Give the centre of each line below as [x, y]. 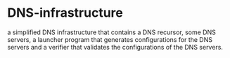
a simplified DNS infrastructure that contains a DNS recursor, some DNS [111, 32]
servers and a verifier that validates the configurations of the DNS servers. [115, 47]
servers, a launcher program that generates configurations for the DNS [110, 39]
